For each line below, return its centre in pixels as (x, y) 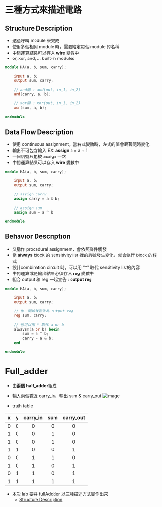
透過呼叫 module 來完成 (36, 40)
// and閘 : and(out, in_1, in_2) (47, 90)
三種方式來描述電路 (44, 10)
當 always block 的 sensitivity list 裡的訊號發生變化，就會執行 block (80, 255)
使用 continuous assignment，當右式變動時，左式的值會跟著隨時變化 (81, 144)
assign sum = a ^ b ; (35, 213)
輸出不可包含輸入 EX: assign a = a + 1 (50, 150)
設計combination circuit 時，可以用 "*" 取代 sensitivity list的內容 (76, 267)
